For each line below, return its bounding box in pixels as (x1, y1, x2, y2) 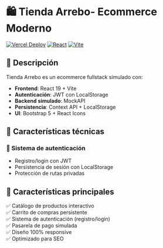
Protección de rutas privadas (14, 170, 85, 177)
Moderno (6, 22, 52, 35)
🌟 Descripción (6, 58, 59, 68)
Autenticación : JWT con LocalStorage (14, 91, 108, 98)
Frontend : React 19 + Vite (14, 85, 77, 92)
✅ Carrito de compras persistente (6, 209, 87, 216)
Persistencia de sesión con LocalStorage (14, 164, 113, 171)
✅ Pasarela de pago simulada (6, 222, 77, 229)
